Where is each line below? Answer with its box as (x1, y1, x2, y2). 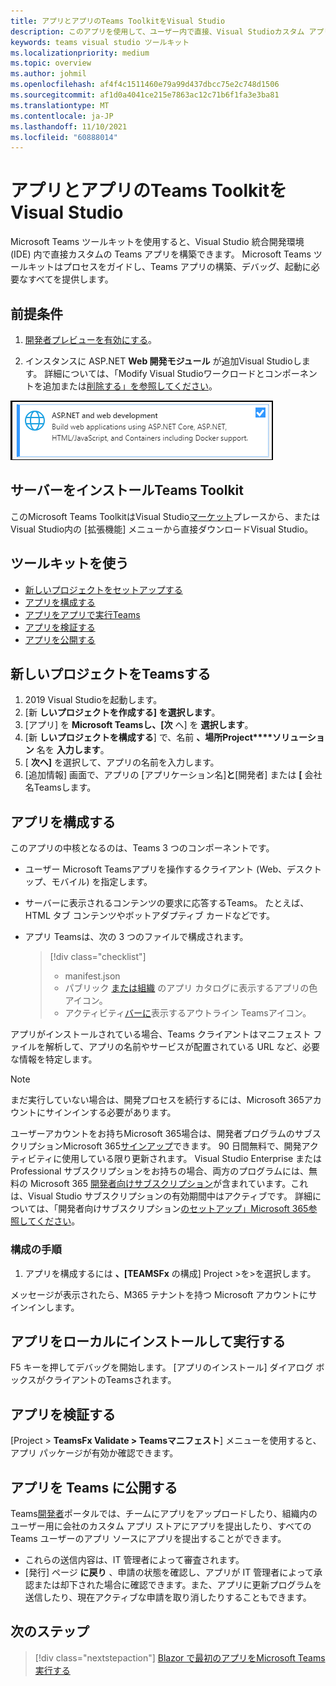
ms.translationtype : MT (10, 100, 110, 110)
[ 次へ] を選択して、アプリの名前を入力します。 (24, 756, 220, 769)
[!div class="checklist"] (49, 951, 147, 963)
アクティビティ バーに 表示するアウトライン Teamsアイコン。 (64, 1007, 312, 1019)
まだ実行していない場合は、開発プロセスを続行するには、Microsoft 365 (10, 1094, 305, 1106)
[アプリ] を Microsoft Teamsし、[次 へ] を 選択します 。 (24, 719, 254, 731)
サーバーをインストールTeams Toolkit (10, 482, 244, 499)
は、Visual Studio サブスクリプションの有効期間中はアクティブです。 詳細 (10, 1190, 313, 1202)
